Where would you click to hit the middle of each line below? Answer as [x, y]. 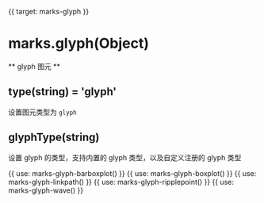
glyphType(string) [54, 138]
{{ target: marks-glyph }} [49, 11]
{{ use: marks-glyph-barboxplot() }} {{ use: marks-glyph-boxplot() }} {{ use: [132, 173]
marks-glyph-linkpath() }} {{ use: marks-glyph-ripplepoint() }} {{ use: [121, 182]
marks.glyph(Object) [78, 44]
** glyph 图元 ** [34, 66]
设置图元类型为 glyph [42, 112]
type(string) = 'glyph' [63, 92]
